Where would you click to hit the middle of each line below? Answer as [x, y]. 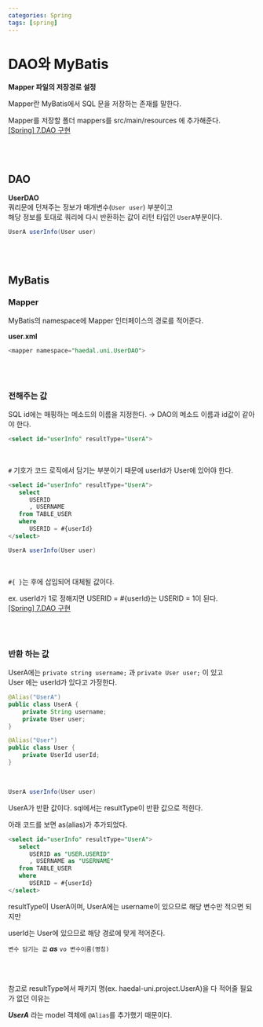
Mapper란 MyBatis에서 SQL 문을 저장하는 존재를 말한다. [95, 104]
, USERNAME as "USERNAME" [71, 861]
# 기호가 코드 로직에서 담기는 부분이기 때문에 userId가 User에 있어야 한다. [121, 470]
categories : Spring [40, 15]
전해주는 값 [28, 396]
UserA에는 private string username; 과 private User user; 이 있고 [116, 673]
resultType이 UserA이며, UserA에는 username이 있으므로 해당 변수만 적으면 [126, 906]
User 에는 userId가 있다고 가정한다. [63, 682]
